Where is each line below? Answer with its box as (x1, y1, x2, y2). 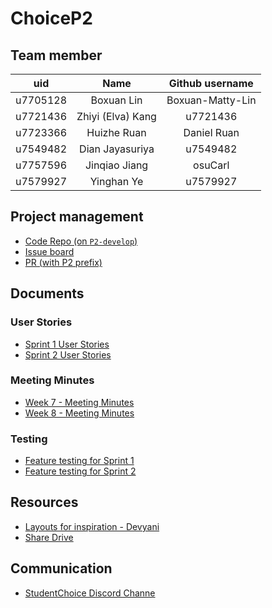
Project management (10, 208, 144, 226)
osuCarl (193, 158, 230, 172)
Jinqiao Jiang (84, 158, 149, 172)
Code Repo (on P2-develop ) (24, 235, 138, 247)
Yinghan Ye (89, 175, 144, 188)
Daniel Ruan (183, 126, 240, 139)
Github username (168, 77, 254, 90)
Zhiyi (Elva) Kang (76, 110, 157, 123)
